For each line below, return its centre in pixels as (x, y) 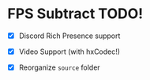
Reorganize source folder (59, 67)
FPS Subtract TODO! (75, 14)
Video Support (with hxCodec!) (69, 51)
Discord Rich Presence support (69, 36)
